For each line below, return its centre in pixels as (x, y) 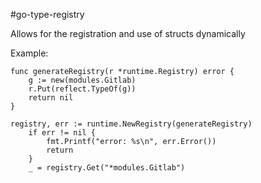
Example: (29, 53)
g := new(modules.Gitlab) (82, 80)
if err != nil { (62, 133)
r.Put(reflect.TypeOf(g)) (82, 89)
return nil (51, 98)
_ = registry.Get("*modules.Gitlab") (107, 168)
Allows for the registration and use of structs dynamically (128, 33)
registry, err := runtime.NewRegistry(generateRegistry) (131, 124)
